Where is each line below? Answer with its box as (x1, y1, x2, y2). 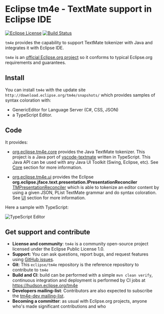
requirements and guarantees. (5, 59, 66, 65)
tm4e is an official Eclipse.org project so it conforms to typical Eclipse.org (5, 54, 153, 60)
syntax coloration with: (5, 97, 52, 103)
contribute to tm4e (12, 267, 49, 273)
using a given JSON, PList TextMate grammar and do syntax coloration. (12, 189, 157, 195)
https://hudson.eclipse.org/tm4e (12, 283, 78, 288)
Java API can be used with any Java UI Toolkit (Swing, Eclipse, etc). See (12, 159, 159, 165)
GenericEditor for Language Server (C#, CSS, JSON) (12, 106, 119, 112)
